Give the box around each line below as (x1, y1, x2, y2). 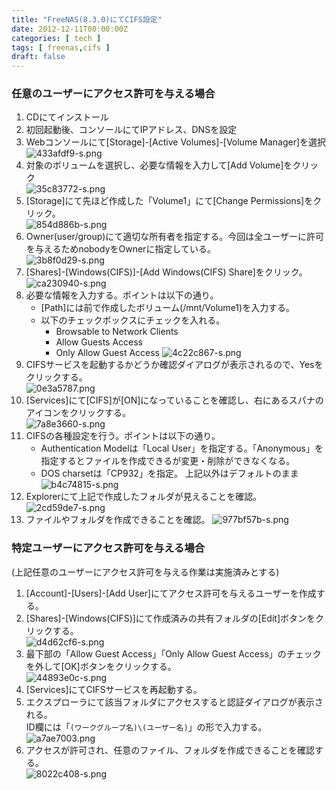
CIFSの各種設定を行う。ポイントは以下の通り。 (25, 430, 221, 442)
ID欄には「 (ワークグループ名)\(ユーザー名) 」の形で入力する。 (25, 721, 268, 733)
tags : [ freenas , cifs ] (11, 42, 111, 53)
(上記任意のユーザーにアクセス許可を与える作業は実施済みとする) (11, 566, 280, 578)
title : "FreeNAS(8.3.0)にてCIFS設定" (11, 14, 163, 25)
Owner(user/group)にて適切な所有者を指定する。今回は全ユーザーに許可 (25, 231, 324, 243)
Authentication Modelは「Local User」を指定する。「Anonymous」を (40, 442, 324, 455)
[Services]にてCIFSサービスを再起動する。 (25, 683, 203, 695)
